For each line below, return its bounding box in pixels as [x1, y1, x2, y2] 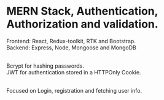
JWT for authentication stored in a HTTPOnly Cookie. [6, 68, 141, 76]
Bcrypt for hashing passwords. [6, 62, 84, 70]
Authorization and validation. [6, 17, 158, 31]
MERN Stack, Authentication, [6, 4, 158, 18]
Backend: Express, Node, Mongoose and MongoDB [6, 44, 136, 51]
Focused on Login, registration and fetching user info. [6, 87, 143, 94]
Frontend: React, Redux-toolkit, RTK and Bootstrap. [6, 37, 136, 45]
